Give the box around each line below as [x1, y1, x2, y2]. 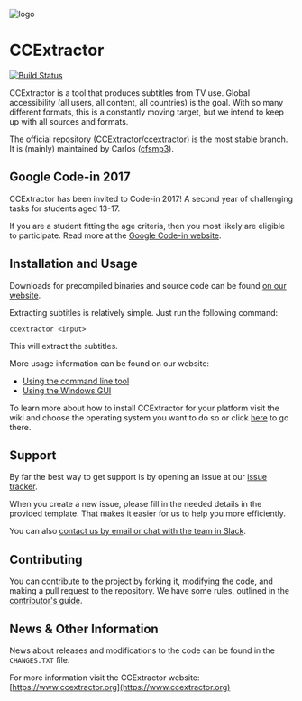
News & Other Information [9, 621, 160, 636]
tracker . [9, 481, 38, 492]
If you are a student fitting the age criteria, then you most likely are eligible [9, 220, 286, 231]
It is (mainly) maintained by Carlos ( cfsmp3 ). [9, 143, 174, 153]
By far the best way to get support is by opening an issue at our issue [9, 472, 268, 483]
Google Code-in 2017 [9, 170, 131, 185]
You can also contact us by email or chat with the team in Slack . [9, 526, 246, 537]
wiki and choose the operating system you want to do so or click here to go [9, 411, 289, 423]
